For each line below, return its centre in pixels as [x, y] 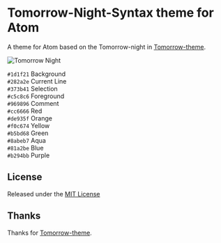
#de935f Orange [30, 118]
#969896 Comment [33, 103]
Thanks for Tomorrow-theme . [49, 233]
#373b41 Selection [32, 88]
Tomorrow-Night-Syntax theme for [110, 13]
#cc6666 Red [25, 111]
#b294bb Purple [29, 155]
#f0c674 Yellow [29, 125]
